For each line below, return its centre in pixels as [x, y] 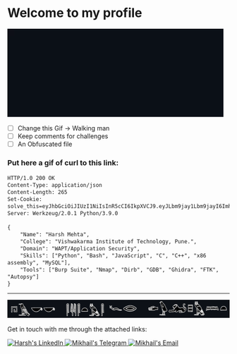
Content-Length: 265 [38, 193]
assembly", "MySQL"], [39, 263]
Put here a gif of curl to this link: [63, 163]
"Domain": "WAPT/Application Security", [80, 249]
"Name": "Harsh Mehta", [55, 235]
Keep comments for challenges [63, 136]
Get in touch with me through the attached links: [77, 329]
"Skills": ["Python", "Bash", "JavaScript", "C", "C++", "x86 [113, 256]
